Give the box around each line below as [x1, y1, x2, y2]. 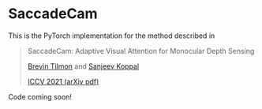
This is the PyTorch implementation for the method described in [8, 31, 215, 40]
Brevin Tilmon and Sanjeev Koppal [27, 61, 140, 71]
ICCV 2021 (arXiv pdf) [27, 77, 99, 86]
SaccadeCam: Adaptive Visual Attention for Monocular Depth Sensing [27, 46, 255, 55]
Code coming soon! [8, 92, 73, 101]
